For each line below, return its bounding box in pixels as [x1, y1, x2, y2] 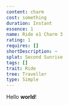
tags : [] [6, 59, 28, 66]
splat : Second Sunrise [6, 54, 63, 60]
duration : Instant [6, 20, 52, 26]
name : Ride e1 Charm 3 [6, 32, 63, 38]
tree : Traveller [6, 71, 47, 77]
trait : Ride [6, 65, 36, 72]
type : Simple [6, 76, 39, 83]
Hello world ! [6, 93, 37, 101]
